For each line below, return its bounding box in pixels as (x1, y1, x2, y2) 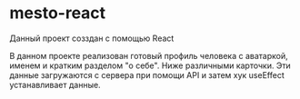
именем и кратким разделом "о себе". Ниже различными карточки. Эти (9, 60, 291, 71)
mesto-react (9, 3, 106, 24)
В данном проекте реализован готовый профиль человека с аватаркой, (9, 50, 288, 61)
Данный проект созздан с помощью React (9, 33, 175, 44)
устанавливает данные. (9, 79, 102, 90)
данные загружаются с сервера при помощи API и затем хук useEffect (9, 69, 285, 80)
